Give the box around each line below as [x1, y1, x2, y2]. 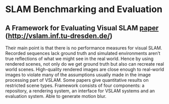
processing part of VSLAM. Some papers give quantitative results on [5, 77, 149, 83]
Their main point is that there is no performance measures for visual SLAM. [5, 45, 162, 51]
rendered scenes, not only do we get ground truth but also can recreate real [5, 61, 164, 67]
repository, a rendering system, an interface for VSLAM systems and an [5, 88, 155, 94]
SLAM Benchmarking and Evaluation [5, 4, 163, 15]
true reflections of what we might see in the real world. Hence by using [5, 56, 154, 62]
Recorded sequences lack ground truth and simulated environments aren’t [5, 50, 161, 56]
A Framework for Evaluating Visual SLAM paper [5, 24, 159, 32]
